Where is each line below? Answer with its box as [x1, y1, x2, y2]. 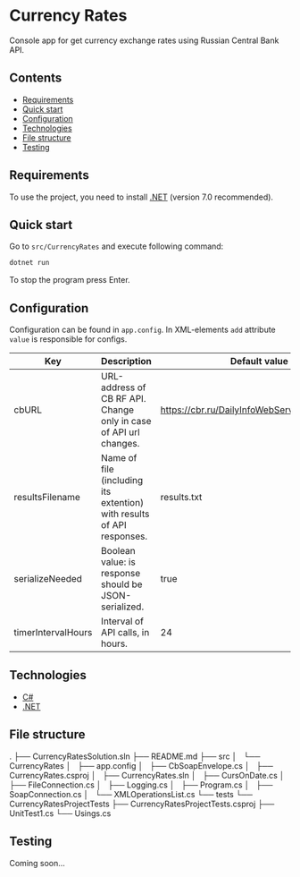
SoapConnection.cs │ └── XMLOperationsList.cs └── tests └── [9, 788, 253, 799]
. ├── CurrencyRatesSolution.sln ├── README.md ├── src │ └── [9, 751, 261, 762]
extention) [101, 497, 145, 509]
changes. [101, 438, 140, 450]
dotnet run [9, 259, 50, 268]
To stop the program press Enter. [9, 275, 131, 285]
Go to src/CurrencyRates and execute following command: [9, 241, 224, 251]
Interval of [101, 615, 145, 627]
